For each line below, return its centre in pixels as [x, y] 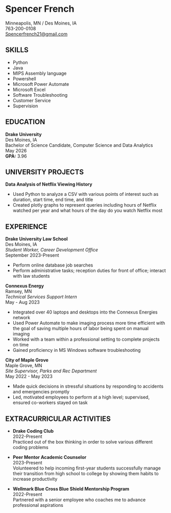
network [21, 318]
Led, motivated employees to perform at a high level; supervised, [81, 397]
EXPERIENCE [26, 226]
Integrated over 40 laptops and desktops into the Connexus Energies [85, 312]
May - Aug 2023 [22, 302]
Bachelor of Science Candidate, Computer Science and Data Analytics [79, 145]
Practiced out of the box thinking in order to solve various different [83, 442]
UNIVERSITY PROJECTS [45, 172]
